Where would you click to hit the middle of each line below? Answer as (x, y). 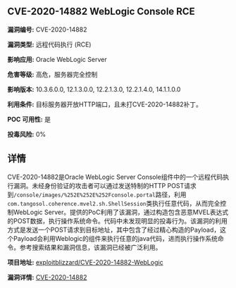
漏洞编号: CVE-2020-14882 (47, 29)
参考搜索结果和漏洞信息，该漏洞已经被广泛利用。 (91, 247)
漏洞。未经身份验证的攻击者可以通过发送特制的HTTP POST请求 (105, 185)
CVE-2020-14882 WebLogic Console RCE (101, 12)
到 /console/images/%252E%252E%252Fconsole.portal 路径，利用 (97, 194)
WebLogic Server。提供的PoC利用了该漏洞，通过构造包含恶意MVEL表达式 (121, 212)
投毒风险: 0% (27, 134)
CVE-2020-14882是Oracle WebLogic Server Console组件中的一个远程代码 (115, 177)
